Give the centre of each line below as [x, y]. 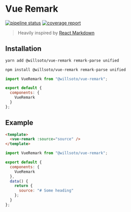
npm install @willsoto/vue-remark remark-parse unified [65, 70]
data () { [19, 181]
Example [19, 123]
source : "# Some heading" [46, 191]
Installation [23, 49]
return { [24, 186]
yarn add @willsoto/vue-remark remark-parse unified [62, 60]
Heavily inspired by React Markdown [56, 33]
